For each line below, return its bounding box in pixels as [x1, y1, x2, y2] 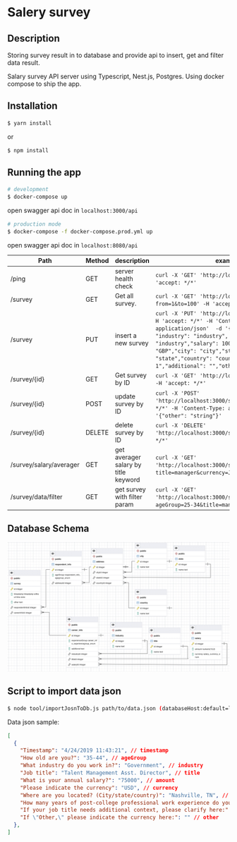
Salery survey [7, 4, 91, 20]
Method [85, 257, 109, 265]
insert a [115, 331, 138, 340]
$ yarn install [7, 119, 52, 127]
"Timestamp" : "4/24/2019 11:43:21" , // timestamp [20, 747, 169, 755]
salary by [115, 460, 142, 469]
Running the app [7, 166, 81, 178]
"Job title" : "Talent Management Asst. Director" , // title [20, 769, 200, 776]
